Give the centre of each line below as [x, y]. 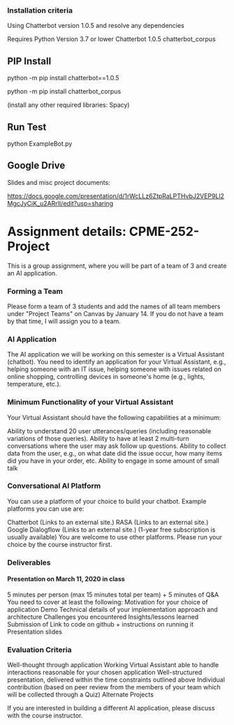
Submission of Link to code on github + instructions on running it [101, 624]
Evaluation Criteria [39, 650]
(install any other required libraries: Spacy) [68, 105]
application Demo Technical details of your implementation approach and [112, 609]
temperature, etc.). [34, 384]
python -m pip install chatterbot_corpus [64, 91]
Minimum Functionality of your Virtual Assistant [90, 402]
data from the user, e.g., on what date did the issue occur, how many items [115, 453]
